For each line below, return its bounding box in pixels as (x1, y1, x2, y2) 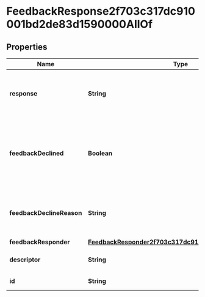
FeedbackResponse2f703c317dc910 (6, 4, 195, 18)
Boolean (88, 149, 113, 157)
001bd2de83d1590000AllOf (6, 17, 153, 31)
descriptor (9, 255, 41, 264)
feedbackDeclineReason (9, 209, 82, 217)
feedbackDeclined (9, 149, 64, 157)
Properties (6, 42, 48, 52)
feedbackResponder (9, 238, 70, 246)
